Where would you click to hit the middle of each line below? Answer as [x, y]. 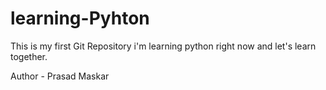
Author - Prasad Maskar [60, 76]
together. [29, 56]
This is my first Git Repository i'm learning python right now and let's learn [163, 46]
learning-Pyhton [80, 18]
